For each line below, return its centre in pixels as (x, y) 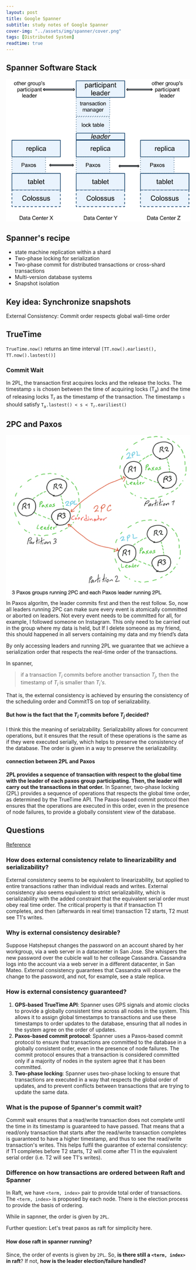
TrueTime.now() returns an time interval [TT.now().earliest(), (81, 348)
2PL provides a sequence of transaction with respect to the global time (94, 775)
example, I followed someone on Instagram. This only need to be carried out (98, 622)
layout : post (22, 12)
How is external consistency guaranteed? (66, 992)
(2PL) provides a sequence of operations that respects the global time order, (98, 794)
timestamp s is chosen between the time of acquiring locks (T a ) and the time (98, 389)
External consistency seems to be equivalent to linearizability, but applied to (98, 880)
